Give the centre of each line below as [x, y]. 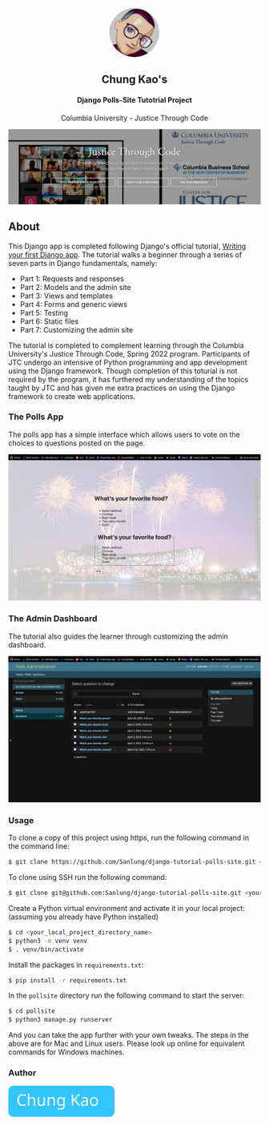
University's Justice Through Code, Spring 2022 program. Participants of [129, 353]
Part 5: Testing [44, 312]
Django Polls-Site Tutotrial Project [134, 100]
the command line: [39, 846]
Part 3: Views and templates [66, 296]
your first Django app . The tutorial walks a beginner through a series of [125, 254]
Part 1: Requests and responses [72, 278]
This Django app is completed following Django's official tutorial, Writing [127, 246]
